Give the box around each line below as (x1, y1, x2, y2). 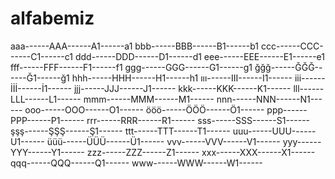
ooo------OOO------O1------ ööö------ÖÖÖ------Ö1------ (24, 103, 265, 116)
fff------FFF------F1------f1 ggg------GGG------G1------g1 (10, 61, 253, 73)
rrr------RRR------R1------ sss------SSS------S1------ (86, 114, 311, 126)
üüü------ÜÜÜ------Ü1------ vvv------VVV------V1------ (46, 135, 281, 147)
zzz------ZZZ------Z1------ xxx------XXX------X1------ (86, 146, 316, 158)
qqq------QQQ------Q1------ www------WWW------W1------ (10, 157, 263, 169)
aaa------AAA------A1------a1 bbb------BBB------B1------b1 (10, 40, 260, 52)
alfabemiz (10, 7, 95, 30)
